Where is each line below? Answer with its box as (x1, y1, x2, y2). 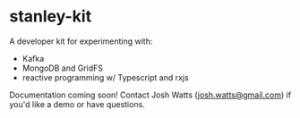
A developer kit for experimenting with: (9, 36, 153, 46)
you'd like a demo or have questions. (9, 98, 145, 109)
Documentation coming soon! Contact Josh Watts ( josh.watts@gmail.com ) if (9, 89, 292, 100)
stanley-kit (9, 6, 92, 27)
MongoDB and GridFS (21, 63, 103, 73)
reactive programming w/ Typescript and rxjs (21, 72, 190, 82)
